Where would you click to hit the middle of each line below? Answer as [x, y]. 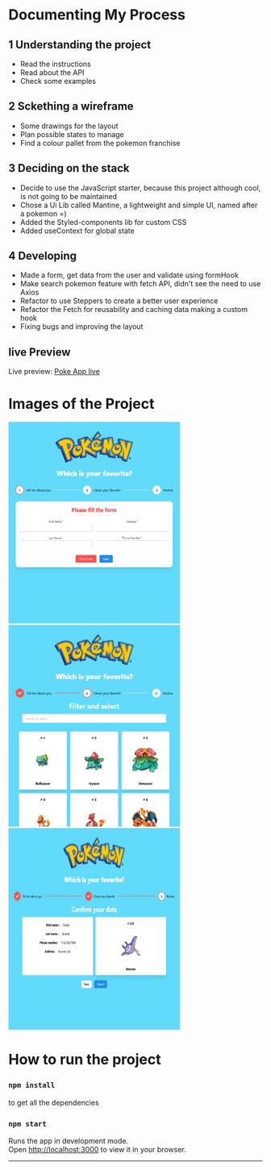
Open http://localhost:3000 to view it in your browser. [98, 1149]
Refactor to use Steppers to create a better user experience [119, 301]
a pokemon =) [43, 213]
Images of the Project [81, 404]
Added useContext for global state [77, 231]
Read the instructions [55, 64]
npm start [27, 1124]
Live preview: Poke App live [54, 372]
